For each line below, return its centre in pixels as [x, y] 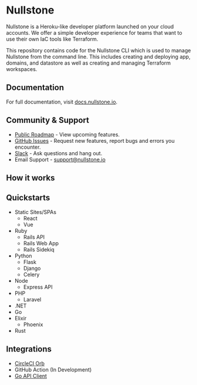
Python [23, 256]
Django [32, 268]
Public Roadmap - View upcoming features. [67, 134]
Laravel [32, 299]
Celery [31, 274]
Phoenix [33, 324]
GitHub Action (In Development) [53, 369]
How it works [30, 178]
